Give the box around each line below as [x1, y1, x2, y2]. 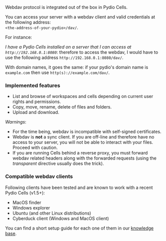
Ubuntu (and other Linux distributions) [12, 210, 91, 216]
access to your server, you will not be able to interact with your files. [12, 139, 153, 145]
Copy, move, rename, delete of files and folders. [12, 104, 112, 110]
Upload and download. [12, 109, 59, 115]
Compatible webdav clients [5, 173, 73, 180]
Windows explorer [12, 204, 50, 210]
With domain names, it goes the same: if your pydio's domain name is [5, 64, 148, 70]
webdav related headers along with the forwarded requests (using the [12, 155, 156, 161]
